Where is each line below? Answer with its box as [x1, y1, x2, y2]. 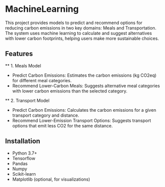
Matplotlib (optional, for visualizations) [12, 176, 90, 182]
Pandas [12, 160, 28, 166]
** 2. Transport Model [5, 97, 50, 103]
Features [5, 50, 33, 58]
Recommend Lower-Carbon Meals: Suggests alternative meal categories [12, 83, 160, 89]
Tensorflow [12, 155, 35, 161]
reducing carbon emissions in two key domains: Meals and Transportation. [5, 25, 157, 31]
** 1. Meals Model [5, 62, 41, 68]
